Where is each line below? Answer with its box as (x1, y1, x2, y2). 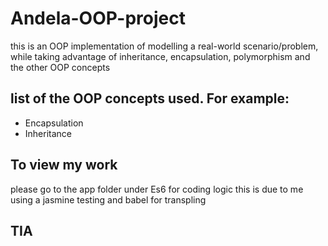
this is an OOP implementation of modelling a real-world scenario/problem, (10, 40, 319, 52)
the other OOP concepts (10, 61, 111, 73)
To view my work (10, 157, 118, 174)
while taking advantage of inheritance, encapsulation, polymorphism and (10, 50, 311, 62)
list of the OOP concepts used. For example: (10, 90, 290, 107)
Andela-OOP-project (10, 7, 186, 30)
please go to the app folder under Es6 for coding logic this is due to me (10, 183, 304, 195)
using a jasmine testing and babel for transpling (10, 193, 207, 206)
